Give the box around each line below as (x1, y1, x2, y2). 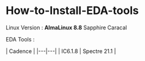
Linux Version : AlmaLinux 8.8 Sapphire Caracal (6, 24, 127, 31)
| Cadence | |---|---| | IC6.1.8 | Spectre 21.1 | (6, 47, 116, 55)
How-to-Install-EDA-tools (6, 4, 139, 18)
